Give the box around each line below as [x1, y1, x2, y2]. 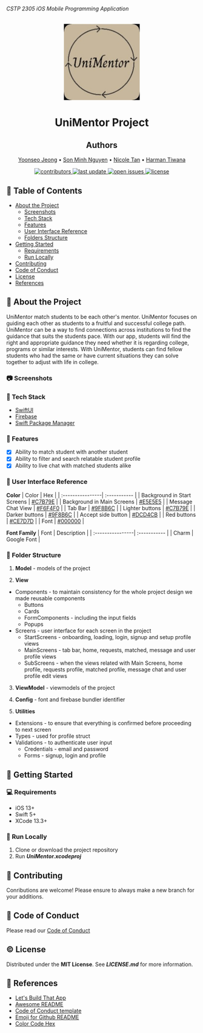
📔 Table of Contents [6, 186, 82, 196]
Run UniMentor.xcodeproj [15, 853, 82, 860]
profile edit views [24, 673, 68, 680]
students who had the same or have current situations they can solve [6, 352, 179, 359]
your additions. [6, 892, 44, 900]
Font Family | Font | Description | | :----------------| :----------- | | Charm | [6, 529, 194, 536]
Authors [85, 140, 118, 150]
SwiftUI [15, 407, 34, 414]
